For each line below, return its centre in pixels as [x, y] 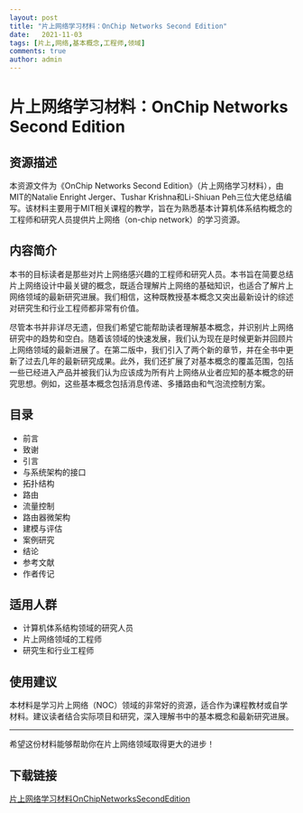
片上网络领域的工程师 [62, 639]
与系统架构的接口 [54, 472]
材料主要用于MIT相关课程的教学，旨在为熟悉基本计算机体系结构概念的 [163, 208]
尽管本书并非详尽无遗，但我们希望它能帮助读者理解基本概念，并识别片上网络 [151, 327]
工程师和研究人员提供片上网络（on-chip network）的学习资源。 [127, 219]
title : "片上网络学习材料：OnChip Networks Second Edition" [119, 26]
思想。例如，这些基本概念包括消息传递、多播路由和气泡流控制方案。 [143, 383]
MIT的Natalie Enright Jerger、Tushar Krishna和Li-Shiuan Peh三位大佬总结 [147, 197]
